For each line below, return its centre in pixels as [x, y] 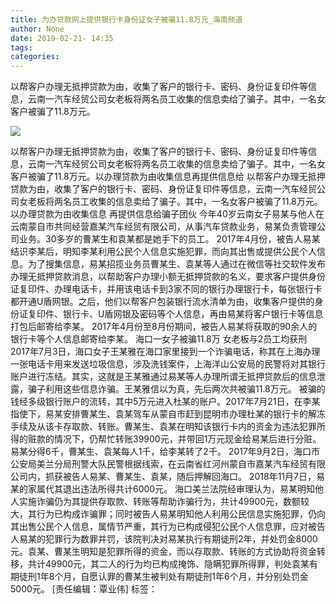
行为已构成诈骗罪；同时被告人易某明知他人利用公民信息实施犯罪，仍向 [181, 514]
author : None [37, 29]
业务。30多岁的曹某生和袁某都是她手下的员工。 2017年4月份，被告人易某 [169, 239]
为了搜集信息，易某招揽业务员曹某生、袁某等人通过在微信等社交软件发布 [176, 264]
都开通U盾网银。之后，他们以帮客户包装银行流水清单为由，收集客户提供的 [162, 302]
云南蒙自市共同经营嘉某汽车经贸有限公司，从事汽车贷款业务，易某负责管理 [163, 227]
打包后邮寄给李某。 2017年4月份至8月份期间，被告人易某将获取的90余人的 [164, 327]
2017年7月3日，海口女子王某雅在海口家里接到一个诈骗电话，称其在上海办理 [165, 352]
